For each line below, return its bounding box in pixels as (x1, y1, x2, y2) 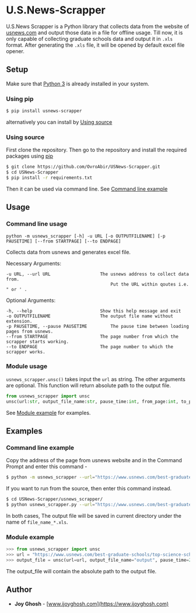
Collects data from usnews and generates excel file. (6, 248, 131, 255)
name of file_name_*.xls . (6, 518, 68, 525)
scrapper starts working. (6, 338, 69, 345)
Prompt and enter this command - (6, 463, 87, 470)
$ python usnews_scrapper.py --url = (6, 502, 95, 508)
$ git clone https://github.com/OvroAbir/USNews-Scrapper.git (6, 164, 160, 170)
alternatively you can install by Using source (6, 118, 113, 126)
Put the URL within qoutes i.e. (110, 281, 190, 287)
